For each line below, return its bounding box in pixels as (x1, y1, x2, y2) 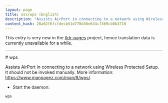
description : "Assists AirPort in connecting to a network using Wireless (5, 16, 164, 21)
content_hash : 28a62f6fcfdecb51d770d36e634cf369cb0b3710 (5, 21, 126, 26)
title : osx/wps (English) (5, 12, 59, 17)
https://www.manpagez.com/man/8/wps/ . (5, 75, 91, 81)
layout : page (5, 7, 32, 12)
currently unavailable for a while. (5, 40, 72, 46)
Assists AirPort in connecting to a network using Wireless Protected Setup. (5, 64, 159, 70)
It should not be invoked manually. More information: (5, 69, 113, 75)
